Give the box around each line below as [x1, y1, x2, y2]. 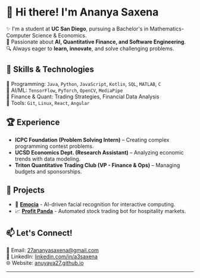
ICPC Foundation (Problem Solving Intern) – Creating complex [14, 136, 170, 143]
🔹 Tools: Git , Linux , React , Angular [6, 99, 90, 106]
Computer [6, 32, 31, 39]
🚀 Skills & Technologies [6, 64, 94, 75]
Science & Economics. [32, 32, 87, 39]
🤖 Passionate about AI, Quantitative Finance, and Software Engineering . [6, 38, 186, 45]
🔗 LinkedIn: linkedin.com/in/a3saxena [6, 253, 98, 260]
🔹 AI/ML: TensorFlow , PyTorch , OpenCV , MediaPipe [6, 87, 123, 94]
